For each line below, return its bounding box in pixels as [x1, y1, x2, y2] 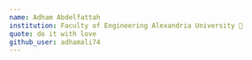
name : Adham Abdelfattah [9, 12, 101, 22]
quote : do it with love [9, 29, 97, 38]
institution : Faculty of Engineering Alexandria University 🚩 [9, 21, 243, 30]
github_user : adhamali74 [9, 37, 101, 47]
